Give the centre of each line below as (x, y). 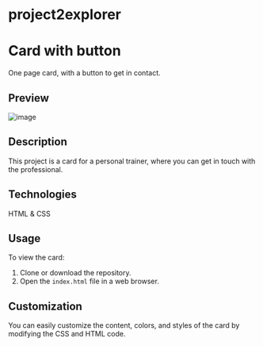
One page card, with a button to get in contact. (84, 73)
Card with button (65, 51)
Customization (46, 306)
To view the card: (36, 258)
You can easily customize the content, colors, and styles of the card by (124, 325)
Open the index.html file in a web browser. (90, 281)
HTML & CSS (30, 213)
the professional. (36, 169)
